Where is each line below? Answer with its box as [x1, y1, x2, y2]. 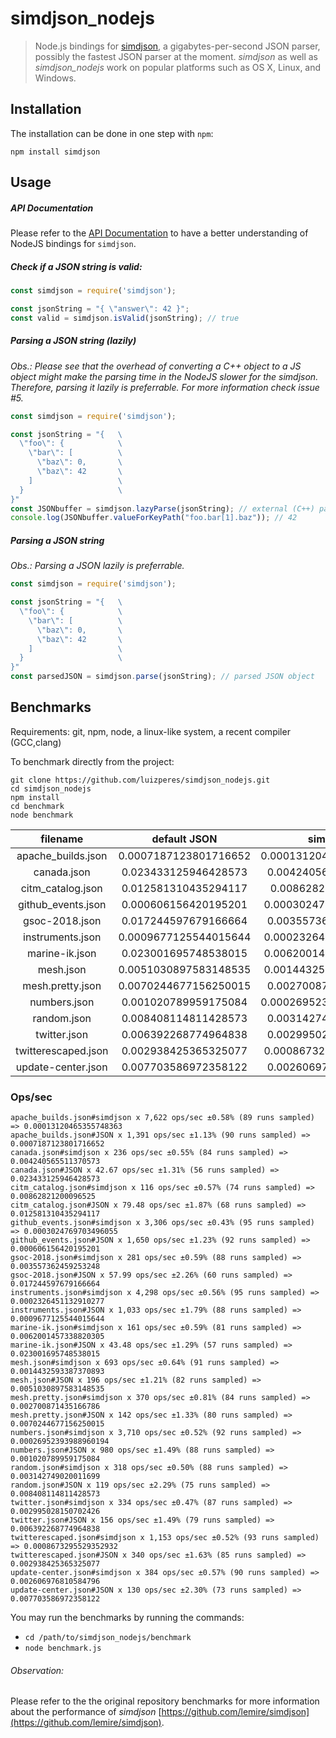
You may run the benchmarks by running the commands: [10, 1612, 245, 1624]
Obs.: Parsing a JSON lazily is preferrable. [10, 560, 185, 572]
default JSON [151, 832, 218, 846]
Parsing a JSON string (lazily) [10, 335, 137, 347]
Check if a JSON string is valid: [10, 260, 143, 272]
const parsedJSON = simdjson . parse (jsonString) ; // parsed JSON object [10, 672, 315, 682]
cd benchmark [10, 801, 65, 811]
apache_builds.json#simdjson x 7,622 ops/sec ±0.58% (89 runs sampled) [10, 1113, 315, 1123]
